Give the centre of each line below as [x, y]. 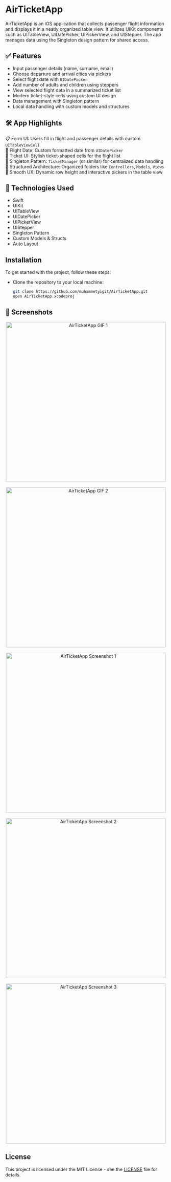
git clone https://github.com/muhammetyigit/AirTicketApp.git [80, 292]
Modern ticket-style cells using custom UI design [64, 95]
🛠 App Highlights [34, 123]
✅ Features [23, 56]
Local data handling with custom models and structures [71, 106]
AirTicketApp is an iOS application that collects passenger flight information [85, 24]
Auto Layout [25, 244]
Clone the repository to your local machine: [58, 282]
